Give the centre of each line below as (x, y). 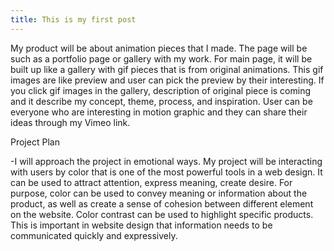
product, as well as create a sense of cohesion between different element (162, 203)
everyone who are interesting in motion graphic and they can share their (159, 112)
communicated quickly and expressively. (94, 235)
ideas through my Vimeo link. (70, 122)
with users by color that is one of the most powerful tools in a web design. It (166, 172)
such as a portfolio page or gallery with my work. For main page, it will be (161, 58)
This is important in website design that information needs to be (141, 225)
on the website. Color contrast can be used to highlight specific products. (162, 214)
